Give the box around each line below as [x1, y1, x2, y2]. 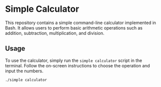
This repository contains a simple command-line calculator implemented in [5, 20, 156, 26]
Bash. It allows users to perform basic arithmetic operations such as [5, 25, 143, 30]
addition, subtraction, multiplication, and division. [5, 30, 105, 36]
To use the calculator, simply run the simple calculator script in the [5, 58, 142, 63]
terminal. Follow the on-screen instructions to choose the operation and [5, 62, 150, 68]
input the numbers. [5, 68, 44, 74]
